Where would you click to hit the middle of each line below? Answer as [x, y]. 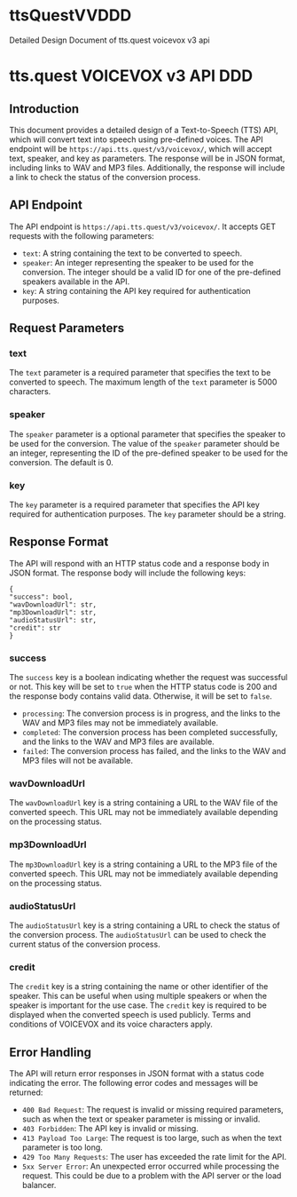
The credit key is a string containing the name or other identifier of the [139, 987]
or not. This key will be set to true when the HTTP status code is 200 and [143, 687]
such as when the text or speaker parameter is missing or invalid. [141, 1119]
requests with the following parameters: [82, 235]
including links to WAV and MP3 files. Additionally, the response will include [147, 167]
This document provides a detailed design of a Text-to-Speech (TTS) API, [144, 130]
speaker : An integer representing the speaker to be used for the [138, 262]
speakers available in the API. [76, 281]
